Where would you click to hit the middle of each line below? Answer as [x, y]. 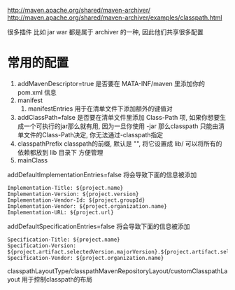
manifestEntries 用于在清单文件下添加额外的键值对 [100, 109]
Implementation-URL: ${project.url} [60, 212]
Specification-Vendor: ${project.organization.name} [86, 258]
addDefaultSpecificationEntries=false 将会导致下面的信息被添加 [99, 226]
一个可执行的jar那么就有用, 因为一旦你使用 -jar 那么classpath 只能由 [121, 126]
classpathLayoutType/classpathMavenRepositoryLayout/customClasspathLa [117, 271]
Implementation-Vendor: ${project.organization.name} [87, 206]
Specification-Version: [42, 246]
